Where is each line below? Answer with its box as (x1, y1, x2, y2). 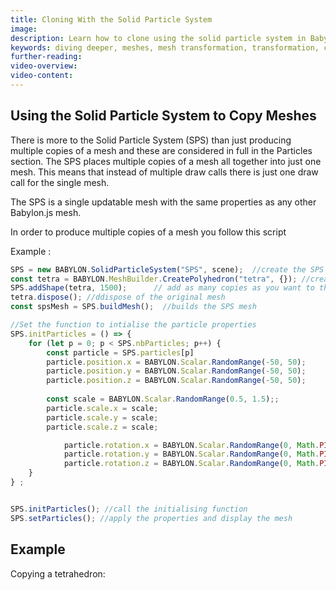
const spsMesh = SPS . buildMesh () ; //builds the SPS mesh (10, 302, 257, 312)
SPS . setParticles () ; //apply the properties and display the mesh (10, 513, 293, 523)
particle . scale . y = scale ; (46, 412, 159, 423)
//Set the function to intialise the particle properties (10, 320, 257, 330)
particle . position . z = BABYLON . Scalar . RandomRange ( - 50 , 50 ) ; (46, 376, 307, 386)
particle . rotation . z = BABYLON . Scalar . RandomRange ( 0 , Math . (63, 459, 320, 469)
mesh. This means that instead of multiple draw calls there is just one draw (10, 166, 319, 178)
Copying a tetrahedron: (10, 567, 106, 580)
